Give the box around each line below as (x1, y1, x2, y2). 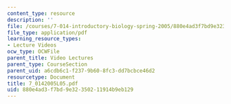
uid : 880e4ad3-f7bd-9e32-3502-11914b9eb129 (7, 86, 134, 93)
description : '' (7, 16, 54, 23)
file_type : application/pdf (7, 29, 88, 36)
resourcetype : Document (7, 73, 76, 81)
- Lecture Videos (7, 42, 57, 49)
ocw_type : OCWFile (7, 49, 60, 55)
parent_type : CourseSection (7, 61, 88, 68)
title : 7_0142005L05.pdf (7, 80, 78, 87)
